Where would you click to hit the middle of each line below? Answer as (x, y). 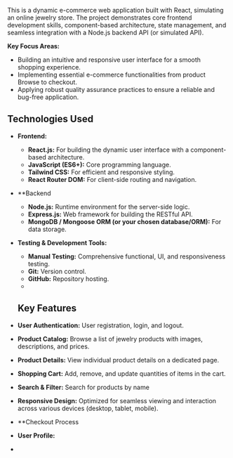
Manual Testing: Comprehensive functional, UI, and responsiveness (127, 256)
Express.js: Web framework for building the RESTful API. (110, 214)
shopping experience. (49, 67)
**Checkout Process (48, 421)
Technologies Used (50, 119)
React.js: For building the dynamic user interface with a (108, 150)
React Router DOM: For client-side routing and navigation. (112, 179)
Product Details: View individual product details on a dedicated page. (118, 360)
